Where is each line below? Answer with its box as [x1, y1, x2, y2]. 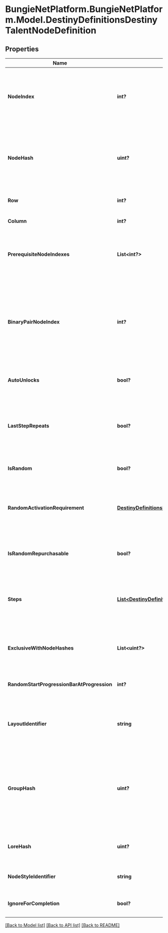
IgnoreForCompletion [7, 900, 60, 907]
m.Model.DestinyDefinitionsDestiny [5, 14, 157, 26]
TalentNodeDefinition [5, 25, 96, 36]
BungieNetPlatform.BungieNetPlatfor [5, 4, 163, 15]
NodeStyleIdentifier [7, 873, 56, 880]
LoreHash [7, 843, 31, 850]
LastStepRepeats [7, 422, 49, 429]
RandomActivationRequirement [7, 504, 84, 511]
